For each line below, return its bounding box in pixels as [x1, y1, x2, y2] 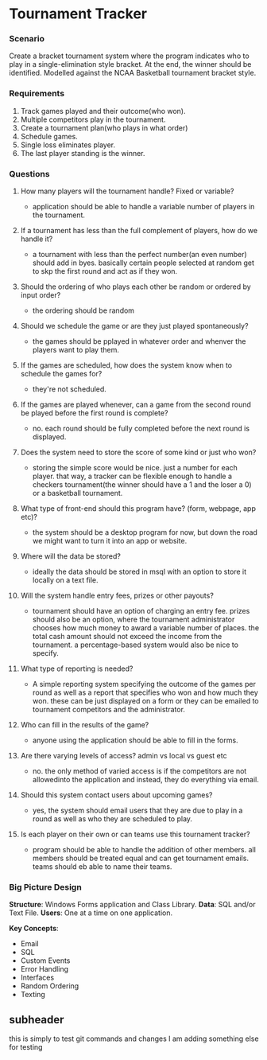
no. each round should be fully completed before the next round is [32, 423, 250, 434]
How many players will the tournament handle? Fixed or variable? [20, 186, 234, 196]
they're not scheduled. [32, 384, 106, 394]
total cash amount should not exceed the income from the [32, 632, 222, 641]
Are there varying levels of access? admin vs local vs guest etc [20, 751, 227, 761]
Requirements [9, 88, 65, 99]
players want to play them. [32, 345, 120, 355]
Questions [9, 168, 50, 179]
